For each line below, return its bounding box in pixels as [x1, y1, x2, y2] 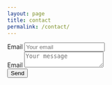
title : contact [7, 17, 51, 24]
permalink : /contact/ [7, 23, 70, 30]
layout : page [7, 10, 45, 17]
